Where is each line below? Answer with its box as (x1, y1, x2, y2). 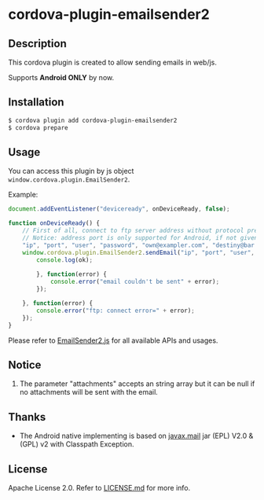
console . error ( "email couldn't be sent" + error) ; (49, 278, 220, 286)
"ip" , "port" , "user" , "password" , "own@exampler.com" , (22, 241, 210, 249)
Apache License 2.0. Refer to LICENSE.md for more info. (8, 483, 191, 492)
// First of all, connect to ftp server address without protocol (22, 226, 244, 235)
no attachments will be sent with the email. (19, 388, 159, 397)
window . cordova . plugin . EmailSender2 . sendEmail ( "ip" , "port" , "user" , (22, 248, 255, 256)
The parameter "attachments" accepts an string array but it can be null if (19, 379, 255, 388)
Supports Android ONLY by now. (8, 73, 115, 82)
